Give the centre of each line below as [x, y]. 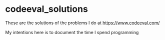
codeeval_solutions [47, 9]
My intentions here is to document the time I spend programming [72, 32]
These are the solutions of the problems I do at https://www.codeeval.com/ [82, 23]
